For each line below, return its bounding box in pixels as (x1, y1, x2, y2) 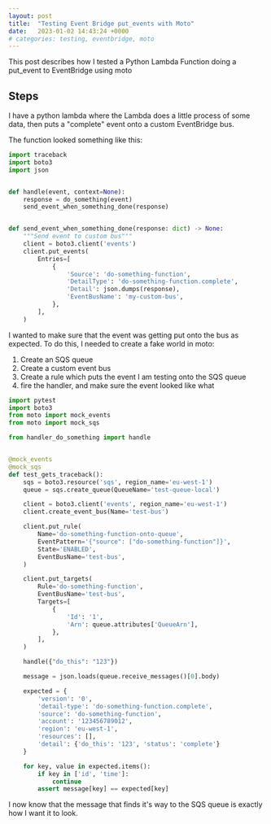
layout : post (8, 11, 53, 20)
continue (51, 778, 82, 786)
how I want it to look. (8, 809, 79, 818)
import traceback (8, 151, 68, 159)
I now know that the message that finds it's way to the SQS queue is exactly (8, 800, 263, 809)
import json (8, 166, 49, 174)
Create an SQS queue (20, 355, 94, 364)
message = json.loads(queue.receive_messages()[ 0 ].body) (23, 673, 221, 681)
